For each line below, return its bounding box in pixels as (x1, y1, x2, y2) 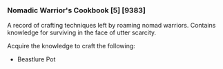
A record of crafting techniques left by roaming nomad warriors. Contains (7, 21, 216, 30)
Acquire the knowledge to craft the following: (7, 42, 136, 50)
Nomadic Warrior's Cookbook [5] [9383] (7, 6, 146, 15)
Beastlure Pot (17, 55, 56, 63)
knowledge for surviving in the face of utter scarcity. (7, 28, 157, 37)
